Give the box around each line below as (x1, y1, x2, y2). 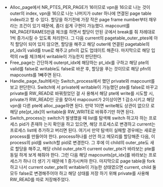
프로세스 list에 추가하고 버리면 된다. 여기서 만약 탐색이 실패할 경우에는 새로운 (9, 127, 157, 133)
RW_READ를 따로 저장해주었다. (9, 177, 70, 182)
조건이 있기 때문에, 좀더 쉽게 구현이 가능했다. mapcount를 (19, 23, 130, 29)
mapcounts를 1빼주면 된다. (9, 72, 63, 78)
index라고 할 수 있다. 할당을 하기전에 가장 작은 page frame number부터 (9, 17, 148, 22)
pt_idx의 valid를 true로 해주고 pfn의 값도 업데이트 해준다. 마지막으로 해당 (9, 47, 150, 53)
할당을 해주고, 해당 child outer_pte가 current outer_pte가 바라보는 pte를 (15, 146, 156, 152)
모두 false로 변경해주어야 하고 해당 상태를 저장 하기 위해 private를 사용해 (9, 170, 149, 176)
